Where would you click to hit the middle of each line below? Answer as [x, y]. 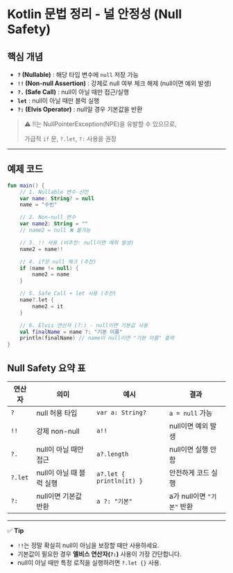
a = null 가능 [191, 413]
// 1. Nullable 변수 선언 [54, 192]
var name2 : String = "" [54, 224]
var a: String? [122, 413]
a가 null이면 [187, 496]
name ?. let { [37, 300]
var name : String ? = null [57, 198]
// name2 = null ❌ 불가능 [55, 230]
